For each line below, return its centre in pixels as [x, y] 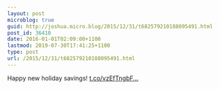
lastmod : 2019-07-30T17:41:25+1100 [59, 46]
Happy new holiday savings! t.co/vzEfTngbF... [73, 78]
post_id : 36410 [29, 33]
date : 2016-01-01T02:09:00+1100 [54, 39]
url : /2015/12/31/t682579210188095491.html [71, 59]
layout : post [26, 13]
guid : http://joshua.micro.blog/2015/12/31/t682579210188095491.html [110, 26]
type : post [23, 52]
